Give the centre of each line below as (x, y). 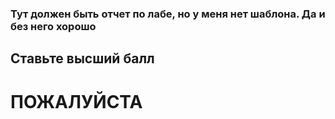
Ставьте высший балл (82, 58)
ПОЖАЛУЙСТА (76, 101)
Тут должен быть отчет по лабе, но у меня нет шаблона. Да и (168, 14)
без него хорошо (53, 26)
